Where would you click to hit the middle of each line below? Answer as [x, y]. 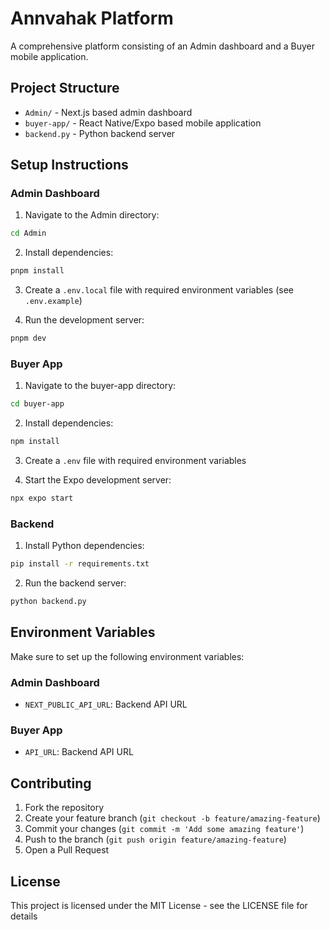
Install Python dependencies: [84, 546]
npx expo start [42, 498]
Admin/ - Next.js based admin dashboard [108, 112]
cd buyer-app [37, 404]
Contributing [51, 783]
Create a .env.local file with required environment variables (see [159, 290]
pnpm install [37, 271]
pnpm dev [28, 338]
